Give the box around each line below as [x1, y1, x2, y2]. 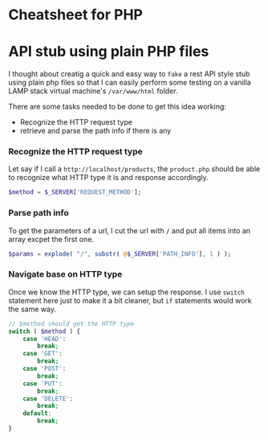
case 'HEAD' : [22, 335, 67, 343]
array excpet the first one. [8, 234, 95, 244]
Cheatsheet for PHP [8, 6, 143, 24]
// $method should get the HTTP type [8, 319, 135, 327]
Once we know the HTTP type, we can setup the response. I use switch [8, 287, 245, 297]
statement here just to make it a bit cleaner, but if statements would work [8, 295, 252, 305]
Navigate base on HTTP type [8, 269, 123, 280]
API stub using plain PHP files [8, 43, 209, 61]
